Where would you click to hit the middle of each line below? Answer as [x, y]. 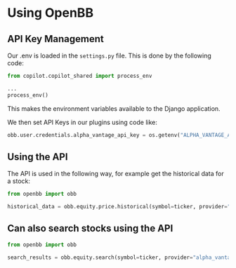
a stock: [19, 181]
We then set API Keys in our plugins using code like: [83, 122]
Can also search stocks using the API [90, 228]
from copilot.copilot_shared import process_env [80, 76]
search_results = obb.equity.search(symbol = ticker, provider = [100, 257]
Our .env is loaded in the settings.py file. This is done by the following [110, 55]
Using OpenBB [50, 13]
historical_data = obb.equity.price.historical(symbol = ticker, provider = [118, 207]
